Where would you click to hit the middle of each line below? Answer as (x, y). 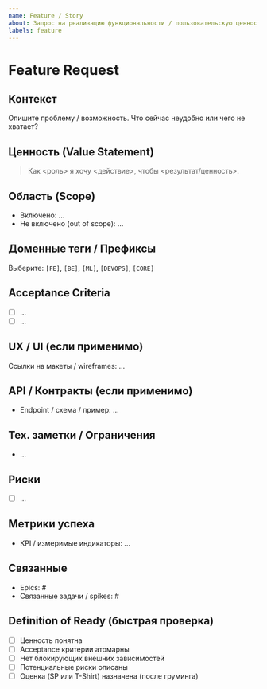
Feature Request (64, 70)
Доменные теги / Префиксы (82, 249)
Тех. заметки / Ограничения (82, 435)
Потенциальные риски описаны (74, 667)
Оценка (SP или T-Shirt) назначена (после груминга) (109, 676)
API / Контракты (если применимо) (101, 391)
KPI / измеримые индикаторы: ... (75, 543)
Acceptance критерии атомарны (74, 649)
